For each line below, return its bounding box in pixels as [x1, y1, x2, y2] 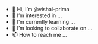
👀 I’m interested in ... [11, 12, 62, 19]
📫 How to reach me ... [11, 32, 67, 38]
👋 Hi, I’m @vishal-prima [11, 6, 69, 12]
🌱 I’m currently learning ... [11, 18, 75, 25]
